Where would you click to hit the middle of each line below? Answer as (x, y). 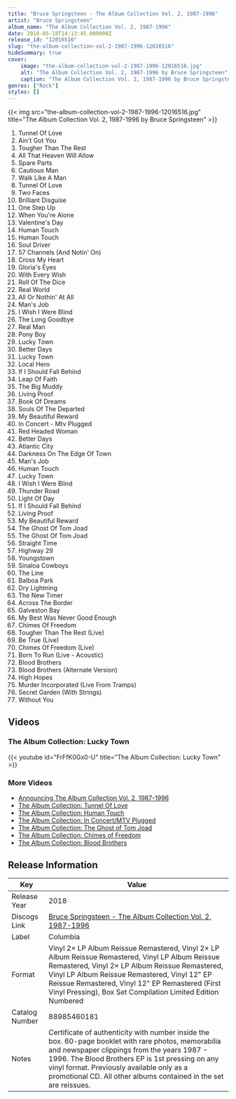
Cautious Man (38, 171)
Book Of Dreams (42, 401)
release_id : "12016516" (43, 40)
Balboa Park (36, 580)
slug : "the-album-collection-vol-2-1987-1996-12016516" (91, 46)
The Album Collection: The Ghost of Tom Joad (85, 828)
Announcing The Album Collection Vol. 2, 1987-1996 (93, 798)
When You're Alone (46, 215)
